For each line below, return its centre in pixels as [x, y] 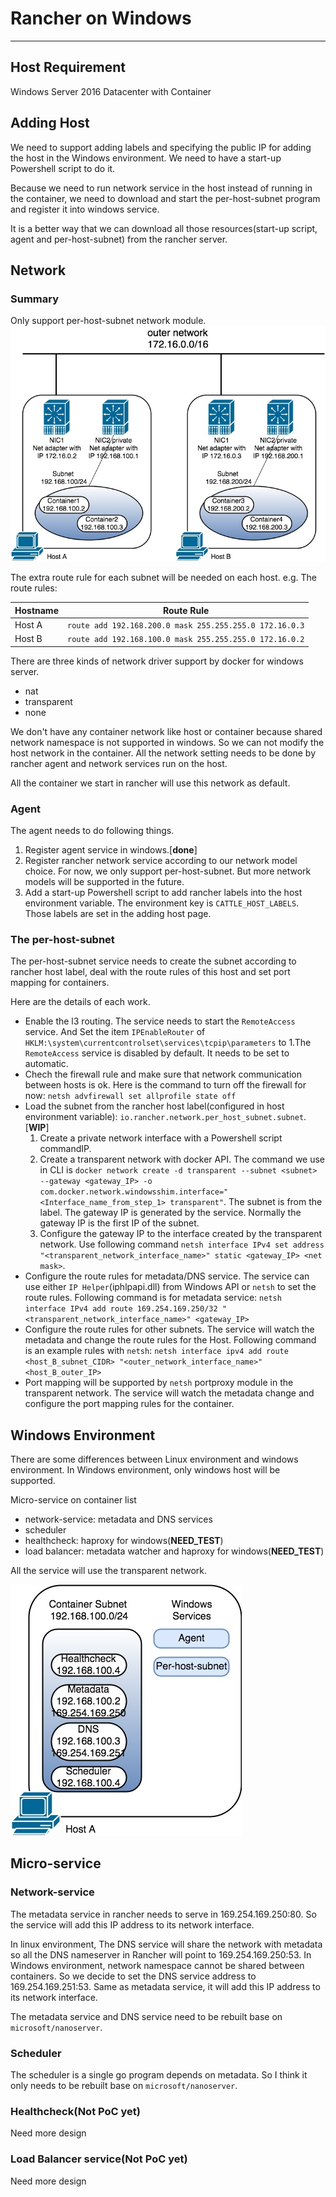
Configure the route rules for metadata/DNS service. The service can [167, 1276]
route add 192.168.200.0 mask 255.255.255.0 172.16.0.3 [185, 625]
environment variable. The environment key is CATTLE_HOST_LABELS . [162, 903]
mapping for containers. [60, 983]
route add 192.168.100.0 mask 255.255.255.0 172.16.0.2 [185, 640]
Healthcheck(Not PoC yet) [75, 2111]
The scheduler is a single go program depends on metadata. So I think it [159, 2074]
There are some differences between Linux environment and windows [154, 1459]
